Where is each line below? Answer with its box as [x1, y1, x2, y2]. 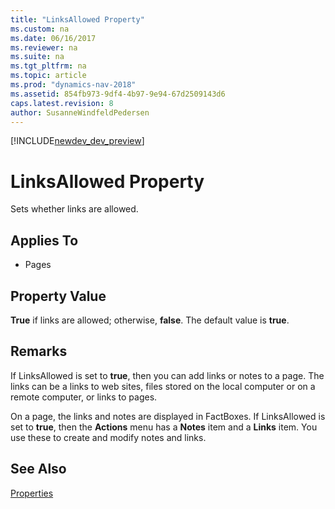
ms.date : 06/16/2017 [10, 33, 97, 43]
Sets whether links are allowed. [10, 203, 139, 215]
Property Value [10, 287, 107, 305]
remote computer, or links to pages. [10, 391, 158, 403]
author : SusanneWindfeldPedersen [10, 107, 150, 118]
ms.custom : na [10, 24, 70, 34]
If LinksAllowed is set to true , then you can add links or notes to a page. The [10, 369, 325, 381]
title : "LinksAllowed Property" [10, 14, 145, 25]
